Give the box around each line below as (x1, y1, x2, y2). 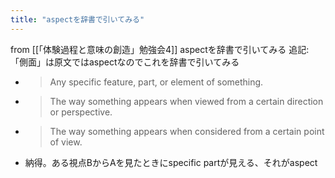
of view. (49, 136, 83, 148)
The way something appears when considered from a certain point (49, 125, 325, 137)
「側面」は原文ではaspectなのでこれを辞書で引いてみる (10, 56, 240, 68)
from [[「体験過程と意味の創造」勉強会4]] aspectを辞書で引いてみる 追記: (10, 43, 310, 55)
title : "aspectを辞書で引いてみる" (10, 14, 145, 25)
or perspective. (49, 106, 113, 118)
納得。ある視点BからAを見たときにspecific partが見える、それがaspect (24, 156, 318, 168)
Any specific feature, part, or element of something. (49, 76, 264, 88)
